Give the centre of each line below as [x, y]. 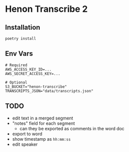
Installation [23, 27]
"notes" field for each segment [44, 123]
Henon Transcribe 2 [46, 9]
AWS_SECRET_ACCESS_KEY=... [33, 74]
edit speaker [25, 144]
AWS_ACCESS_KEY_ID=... [28, 69]
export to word [27, 134]
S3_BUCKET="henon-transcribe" [36, 87]
